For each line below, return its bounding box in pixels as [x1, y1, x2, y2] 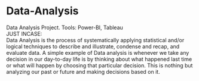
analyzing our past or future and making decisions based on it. [6, 68, 160, 75]
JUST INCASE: [6, 30, 42, 37]
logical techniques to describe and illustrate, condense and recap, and [6, 43, 180, 50]
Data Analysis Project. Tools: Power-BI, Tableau [6, 24, 124, 31]
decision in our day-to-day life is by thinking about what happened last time [6, 55, 192, 63]
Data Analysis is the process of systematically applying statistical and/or [6, 36, 185, 43]
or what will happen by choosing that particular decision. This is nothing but [6, 61, 193, 69]
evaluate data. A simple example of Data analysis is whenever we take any [6, 49, 189, 56]
